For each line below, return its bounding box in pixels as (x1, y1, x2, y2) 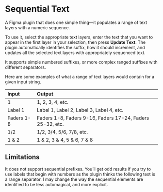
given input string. (5, 79, 41, 85)
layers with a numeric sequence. (5, 24, 70, 30)
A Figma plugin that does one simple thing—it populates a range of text (5, 19, 147, 25)
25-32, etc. (36, 120, 64, 127)
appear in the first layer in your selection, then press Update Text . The (5, 39, 146, 45)
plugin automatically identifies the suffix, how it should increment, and (5, 44, 145, 50)
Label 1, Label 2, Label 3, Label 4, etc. (36, 106, 124, 113)
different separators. (5, 64, 46, 70)
